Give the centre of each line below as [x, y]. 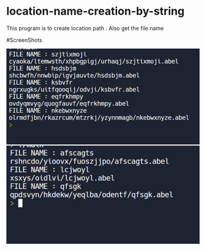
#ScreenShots [24, 40]
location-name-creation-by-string [96, 11]
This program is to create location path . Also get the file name [85, 28]
